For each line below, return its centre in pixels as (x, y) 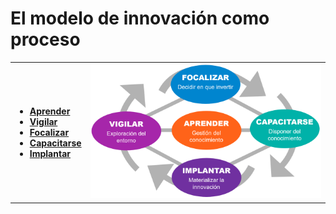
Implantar (50, 153)
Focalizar (49, 132)
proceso (45, 39)
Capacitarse (55, 143)
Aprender (50, 111)
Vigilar (43, 121)
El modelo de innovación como (140, 18)
